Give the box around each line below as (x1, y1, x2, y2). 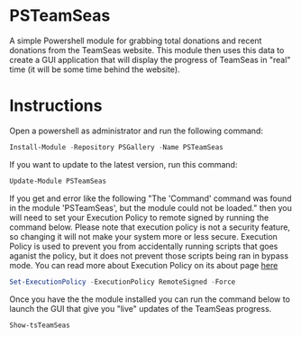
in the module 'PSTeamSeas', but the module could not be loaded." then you (9, 202, 293, 213)
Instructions (9, 96, 103, 116)
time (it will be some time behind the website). (9, 64, 180, 75)
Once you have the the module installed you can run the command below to (9, 294, 291, 305)
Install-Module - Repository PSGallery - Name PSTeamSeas (9, 142, 223, 151)
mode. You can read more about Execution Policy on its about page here (9, 260, 278, 270)
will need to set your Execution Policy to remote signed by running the (9, 212, 269, 223)
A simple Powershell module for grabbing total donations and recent (9, 35, 262, 46)
